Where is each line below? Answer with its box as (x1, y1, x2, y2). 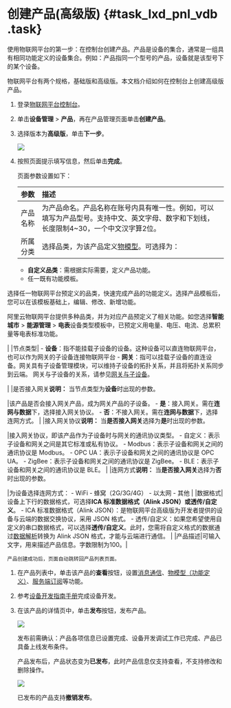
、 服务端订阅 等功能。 (26, 576, 87, 585)
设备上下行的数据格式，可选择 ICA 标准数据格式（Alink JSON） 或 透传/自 (7, 497, 212, 506)
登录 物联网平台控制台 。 (16, 100, 84, 108)
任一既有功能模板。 (27, 274, 82, 282)
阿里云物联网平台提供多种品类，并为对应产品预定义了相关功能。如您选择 (7, 312, 212, 320)
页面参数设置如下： (16, 171, 72, 180)
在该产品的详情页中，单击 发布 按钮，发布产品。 (16, 606, 150, 614)
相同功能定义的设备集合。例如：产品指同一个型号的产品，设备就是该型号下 (12, 53, 224, 62)
